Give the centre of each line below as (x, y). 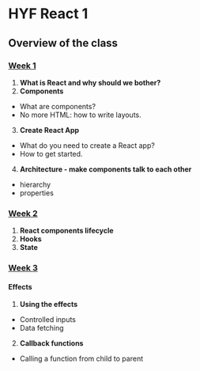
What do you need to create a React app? (87, 145)
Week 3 (23, 268)
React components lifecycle (66, 231)
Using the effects (49, 305)
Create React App (49, 130)
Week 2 (23, 213)
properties (36, 193)
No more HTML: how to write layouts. (81, 115)
